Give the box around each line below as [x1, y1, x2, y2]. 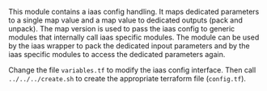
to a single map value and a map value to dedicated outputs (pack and [8, 15, 243, 25]
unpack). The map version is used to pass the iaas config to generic [8, 24, 235, 33]
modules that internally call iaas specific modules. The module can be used [8, 32, 260, 42]
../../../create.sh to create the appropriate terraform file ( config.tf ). [8, 74, 247, 83]
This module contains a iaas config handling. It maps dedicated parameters [8, 7, 260, 16]
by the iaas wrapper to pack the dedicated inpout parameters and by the [8, 41, 250, 51]
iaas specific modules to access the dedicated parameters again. [8, 50, 226, 59]
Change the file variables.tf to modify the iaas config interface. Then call [8, 65, 256, 75]
